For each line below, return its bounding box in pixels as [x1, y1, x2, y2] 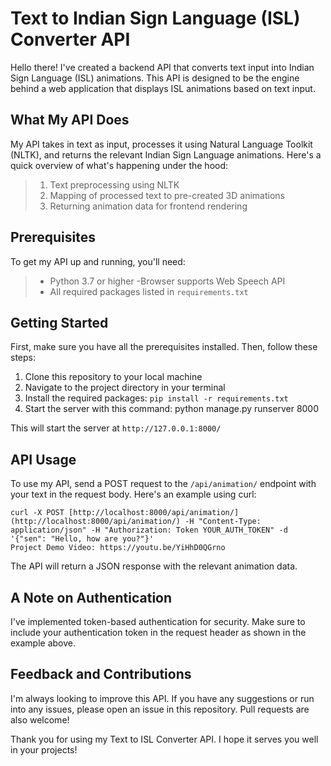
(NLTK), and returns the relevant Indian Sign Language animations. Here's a [10, 148, 322, 161]
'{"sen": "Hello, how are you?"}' [10, 534, 155, 544]
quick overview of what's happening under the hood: [10, 159, 229, 171]
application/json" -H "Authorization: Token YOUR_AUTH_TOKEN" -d [10, 525, 288, 536]
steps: [10, 352, 36, 364]
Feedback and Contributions [10, 666, 192, 683]
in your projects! [10, 743, 78, 756]
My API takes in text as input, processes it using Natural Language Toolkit [10, 138, 313, 150]
